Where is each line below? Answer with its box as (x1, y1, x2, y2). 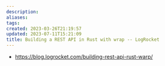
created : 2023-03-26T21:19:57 (6, 25, 82, 32)
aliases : (6, 14, 28, 20)
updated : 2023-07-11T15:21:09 (6, 31, 82, 37)
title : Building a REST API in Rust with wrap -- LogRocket (6, 37, 160, 43)
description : (6, 8, 39, 15)
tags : (6, 20, 20, 26)
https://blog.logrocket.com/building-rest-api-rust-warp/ (14, 53, 153, 60)
